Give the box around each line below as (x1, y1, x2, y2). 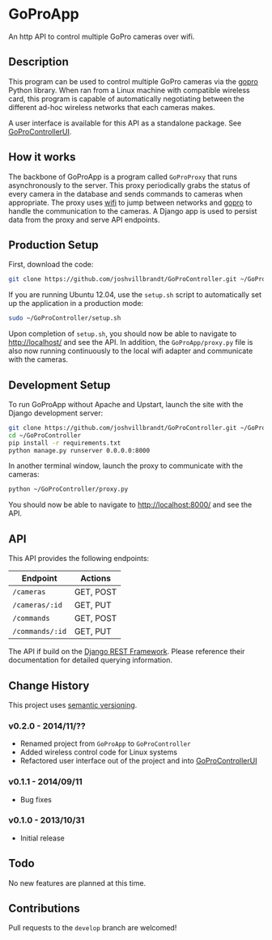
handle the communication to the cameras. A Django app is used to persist (8, 206, 257, 215)
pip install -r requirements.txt (8, 439, 121, 447)
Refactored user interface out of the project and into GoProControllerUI (19, 756, 257, 766)
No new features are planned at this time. (8, 878, 147, 887)
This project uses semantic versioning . (8, 700, 138, 709)
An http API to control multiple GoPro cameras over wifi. (8, 32, 195, 41)
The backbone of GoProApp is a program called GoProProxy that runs (8, 172, 237, 181)
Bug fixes (19, 794, 53, 804)
